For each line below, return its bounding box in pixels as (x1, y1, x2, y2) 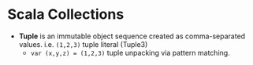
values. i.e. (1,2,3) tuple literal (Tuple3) (18, 39, 148, 49)
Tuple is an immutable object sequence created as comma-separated (18, 31, 246, 41)
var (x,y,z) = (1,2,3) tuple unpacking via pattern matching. (30, 48, 230, 57)
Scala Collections (7, 5, 125, 23)
